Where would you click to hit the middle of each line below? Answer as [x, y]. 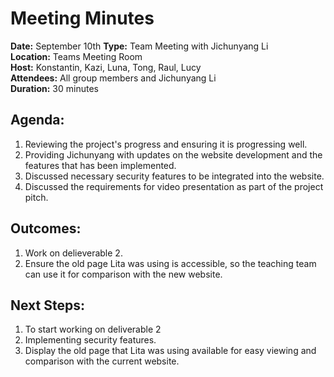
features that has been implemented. [100, 165]
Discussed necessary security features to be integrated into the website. [174, 176]
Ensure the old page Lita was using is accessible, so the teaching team [170, 263]
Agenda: [37, 120]
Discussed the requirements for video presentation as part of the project [174, 186]
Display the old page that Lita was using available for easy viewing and [170, 351]
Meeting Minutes [82, 18]
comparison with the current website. [102, 361]
